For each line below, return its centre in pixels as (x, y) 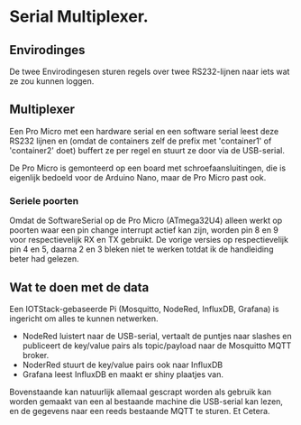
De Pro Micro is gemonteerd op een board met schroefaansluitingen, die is (148, 168)
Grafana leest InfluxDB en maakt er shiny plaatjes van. (123, 374)
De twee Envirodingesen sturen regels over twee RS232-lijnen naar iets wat (150, 71)
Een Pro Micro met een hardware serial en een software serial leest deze (144, 131)
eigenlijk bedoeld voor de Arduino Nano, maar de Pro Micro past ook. (138, 177)
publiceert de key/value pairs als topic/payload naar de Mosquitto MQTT (157, 346)
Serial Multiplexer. (79, 17)
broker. (36, 355)
